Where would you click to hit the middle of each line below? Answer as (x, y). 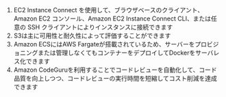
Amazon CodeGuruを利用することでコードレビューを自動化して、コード (115, 70)
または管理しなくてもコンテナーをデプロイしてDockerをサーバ (125, 53)
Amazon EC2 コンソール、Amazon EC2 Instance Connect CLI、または (112, 18)
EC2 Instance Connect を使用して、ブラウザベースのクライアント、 (109, 10)
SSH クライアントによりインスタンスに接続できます (100, 27)
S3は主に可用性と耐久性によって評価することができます (92, 36)
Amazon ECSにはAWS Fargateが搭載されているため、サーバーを (104, 44)
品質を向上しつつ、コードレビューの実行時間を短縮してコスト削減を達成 (115, 78)
